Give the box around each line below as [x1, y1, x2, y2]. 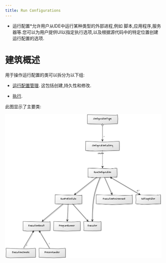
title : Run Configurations [5, 8, 61, 13]
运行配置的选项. [12, 35, 45, 41]
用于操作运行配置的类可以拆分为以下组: [5, 72, 85, 78]
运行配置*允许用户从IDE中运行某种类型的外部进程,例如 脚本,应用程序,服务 [12, 23, 162, 29]
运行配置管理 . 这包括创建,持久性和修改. [12, 82, 92, 88]
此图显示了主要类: [5, 103, 42, 109]
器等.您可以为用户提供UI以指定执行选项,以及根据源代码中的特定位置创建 [12, 29, 159, 35]
